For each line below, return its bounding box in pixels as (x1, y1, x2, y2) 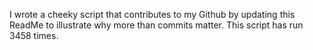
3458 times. (9, 30, 59, 41)
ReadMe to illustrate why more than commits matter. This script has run (9, 19, 304, 31)
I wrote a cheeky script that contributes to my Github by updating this (9, 9, 296, 20)
